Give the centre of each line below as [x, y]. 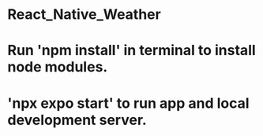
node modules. [58, 67]
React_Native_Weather [84, 15]
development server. [77, 120]
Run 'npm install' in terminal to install [131, 51]
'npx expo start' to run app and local [128, 103]
